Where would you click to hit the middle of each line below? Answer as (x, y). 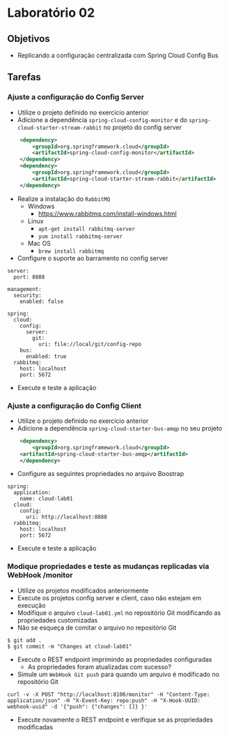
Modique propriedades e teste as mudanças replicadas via (108, 567)
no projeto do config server (143, 127)
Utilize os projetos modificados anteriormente (83, 590)
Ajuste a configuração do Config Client (74, 405)
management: (24, 289)
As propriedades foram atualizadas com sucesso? (100, 667)
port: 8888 (29, 277)
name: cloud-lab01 (46, 499)
